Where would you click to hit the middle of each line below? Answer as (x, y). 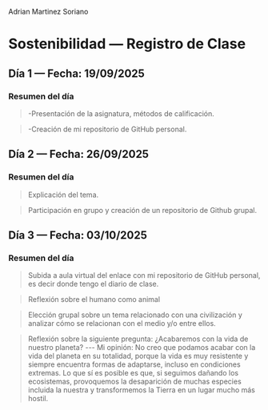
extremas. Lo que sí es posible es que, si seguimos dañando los (133, 373)
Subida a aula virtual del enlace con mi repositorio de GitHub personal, (144, 275)
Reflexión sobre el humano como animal (94, 299)
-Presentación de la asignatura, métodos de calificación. (121, 113)
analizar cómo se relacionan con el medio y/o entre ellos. (122, 324)
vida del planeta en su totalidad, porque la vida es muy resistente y (138, 356)
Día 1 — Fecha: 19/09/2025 (77, 73)
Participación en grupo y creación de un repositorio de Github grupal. (142, 210)
